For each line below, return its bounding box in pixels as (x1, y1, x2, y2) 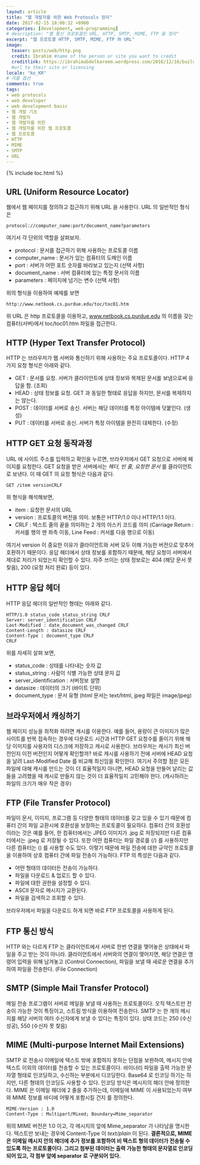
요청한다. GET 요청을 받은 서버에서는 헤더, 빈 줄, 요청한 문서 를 (21, 462, 167, 470)
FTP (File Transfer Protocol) (6, 798, 111, 808)
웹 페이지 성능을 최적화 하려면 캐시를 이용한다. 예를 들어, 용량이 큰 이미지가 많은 (6, 728, 190, 735)
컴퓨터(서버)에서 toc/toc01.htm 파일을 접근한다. (6, 320, 117, 327)
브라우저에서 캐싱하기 (6, 711, 80, 721)
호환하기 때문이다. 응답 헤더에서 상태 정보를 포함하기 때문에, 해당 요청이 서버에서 (6, 548, 192, 556)
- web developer (6, 97, 46, 103)
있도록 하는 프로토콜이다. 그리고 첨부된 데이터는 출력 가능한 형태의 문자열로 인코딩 (6, 1145, 193, 1152)
